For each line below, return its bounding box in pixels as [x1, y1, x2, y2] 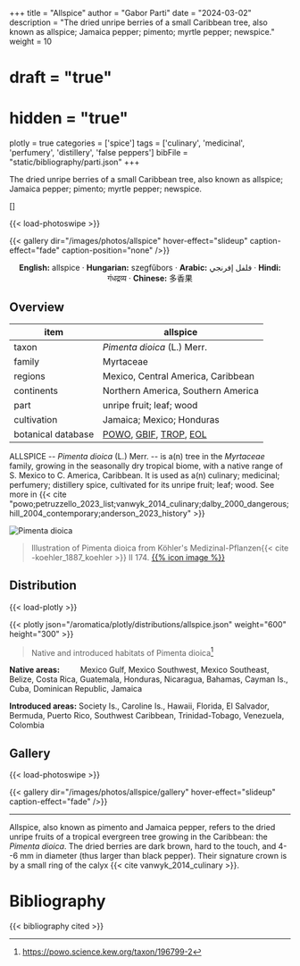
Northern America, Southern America [102, 384, 259, 397]
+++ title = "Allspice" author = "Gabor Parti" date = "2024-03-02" [9, 8, 252, 18]
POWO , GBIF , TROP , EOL [102, 428, 207, 441]
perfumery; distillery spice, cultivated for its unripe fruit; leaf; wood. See [9, 479, 275, 490]
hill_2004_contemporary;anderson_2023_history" [9, 508, 192, 518]
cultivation [13, 413, 58, 425]
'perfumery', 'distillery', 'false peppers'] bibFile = [9, 147, 189, 158]
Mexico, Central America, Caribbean [102, 370, 255, 382]
